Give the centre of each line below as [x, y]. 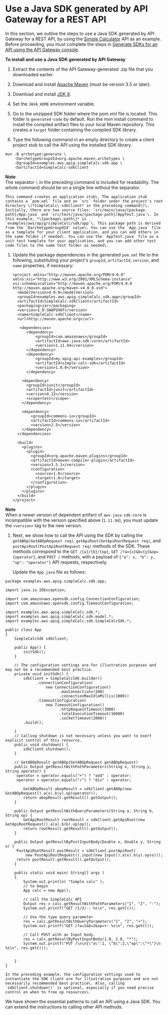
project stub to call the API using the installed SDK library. [72, 145]
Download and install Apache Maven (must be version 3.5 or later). [81, 84]
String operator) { [26, 771]
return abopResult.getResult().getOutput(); [71, 798]
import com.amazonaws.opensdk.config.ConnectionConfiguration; [73, 599]
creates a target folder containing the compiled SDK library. [75, 130]
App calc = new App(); [47, 890]
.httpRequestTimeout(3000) [87, 709]
